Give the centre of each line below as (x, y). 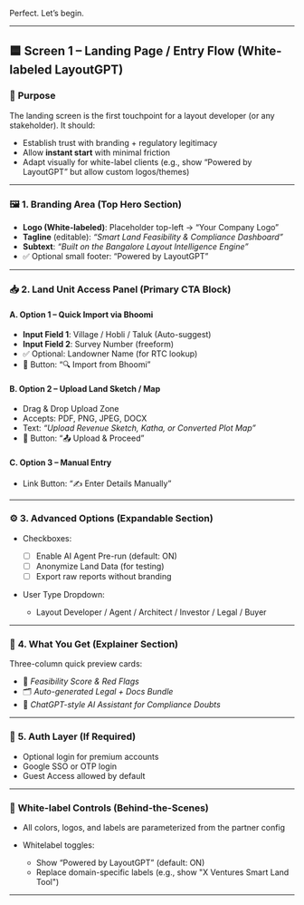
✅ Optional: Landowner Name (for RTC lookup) (110, 354)
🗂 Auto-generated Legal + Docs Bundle (98, 692)
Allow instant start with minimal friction (96, 152)
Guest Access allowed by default (84, 775)
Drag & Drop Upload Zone (71, 409)
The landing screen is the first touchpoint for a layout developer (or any (142, 115)
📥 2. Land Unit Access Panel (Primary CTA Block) (120, 289)
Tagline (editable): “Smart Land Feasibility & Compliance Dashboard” (152, 237)
